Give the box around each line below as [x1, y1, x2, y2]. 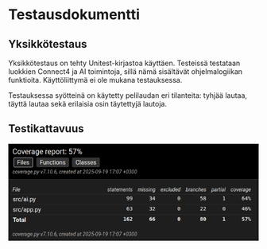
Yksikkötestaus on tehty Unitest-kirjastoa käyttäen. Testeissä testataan [8, 58, 241, 68]
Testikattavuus [8, 122, 84, 136]
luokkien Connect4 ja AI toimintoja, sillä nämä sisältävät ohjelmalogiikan [8, 67, 243, 76]
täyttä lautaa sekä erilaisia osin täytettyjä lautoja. [8, 99, 167, 108]
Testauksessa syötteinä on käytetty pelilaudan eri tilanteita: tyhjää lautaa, [8, 91, 248, 100]
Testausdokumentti [8, 6, 141, 24]
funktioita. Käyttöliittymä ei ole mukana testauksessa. [8, 76, 183, 84]
